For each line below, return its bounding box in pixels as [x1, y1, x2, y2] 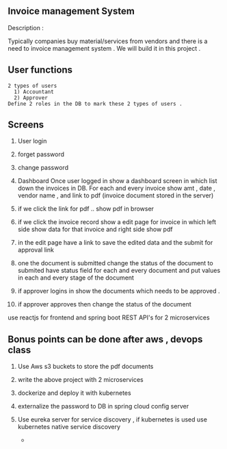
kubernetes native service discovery [17, 423, 121, 431]
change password [17, 164, 69, 172]
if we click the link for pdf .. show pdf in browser [17, 205, 155, 213]
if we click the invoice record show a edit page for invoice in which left [17, 218, 217, 226]
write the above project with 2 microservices [17, 376, 144, 384]
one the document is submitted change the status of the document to [17, 259, 214, 267]
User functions [8, 64, 73, 76]
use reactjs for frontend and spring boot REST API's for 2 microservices [8, 313, 211, 321]
